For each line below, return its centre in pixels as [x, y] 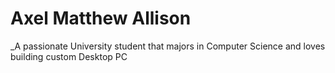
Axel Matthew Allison [101, 18]
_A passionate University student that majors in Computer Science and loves [168, 46]
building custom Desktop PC [69, 56]
